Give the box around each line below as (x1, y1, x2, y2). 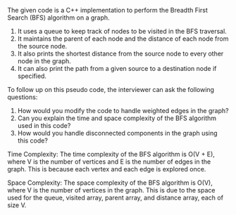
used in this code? (17, 122, 71, 129)
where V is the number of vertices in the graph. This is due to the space (7, 186, 216, 194)
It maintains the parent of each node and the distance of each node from (17, 34, 229, 43)
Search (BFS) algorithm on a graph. (7, 13, 111, 22)
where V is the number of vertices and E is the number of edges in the (7, 157, 211, 166)
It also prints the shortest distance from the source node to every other (17, 49, 224, 58)
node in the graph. (17, 57, 72, 65)
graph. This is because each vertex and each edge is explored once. (7, 165, 206, 173)
